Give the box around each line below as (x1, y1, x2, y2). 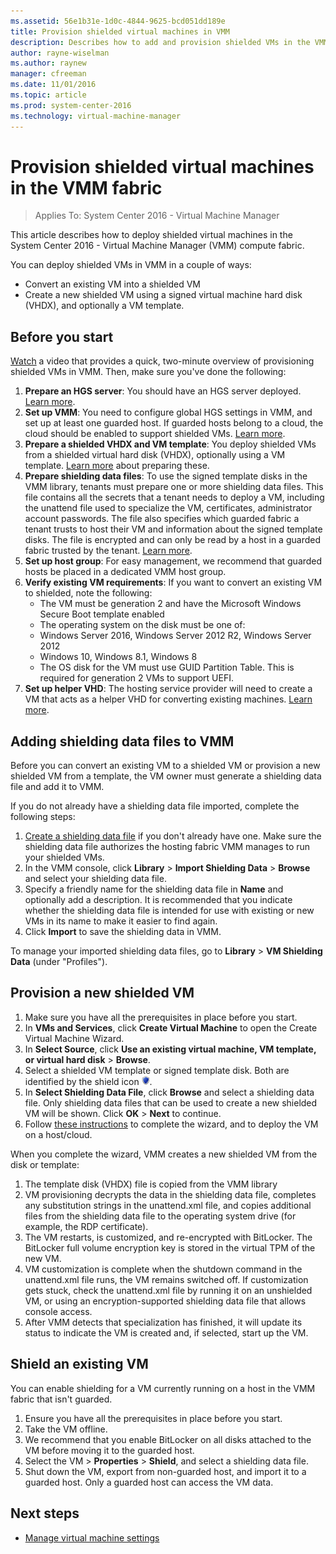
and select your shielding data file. (24, 873, 167, 885)
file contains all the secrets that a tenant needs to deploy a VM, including (24, 491, 325, 504)
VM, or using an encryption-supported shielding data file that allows (24, 1295, 307, 1307)
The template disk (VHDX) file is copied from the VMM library (24, 1178, 278, 1190)
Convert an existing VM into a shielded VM (24, 278, 201, 290)
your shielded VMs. (24, 851, 105, 864)
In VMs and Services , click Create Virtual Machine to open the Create (24, 1021, 318, 1034)
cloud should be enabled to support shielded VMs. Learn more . (24, 428, 286, 440)
